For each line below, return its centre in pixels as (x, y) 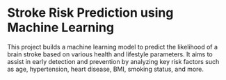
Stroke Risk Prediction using (90, 13)
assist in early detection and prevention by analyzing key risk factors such (113, 61)
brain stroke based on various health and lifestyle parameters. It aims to (110, 54)
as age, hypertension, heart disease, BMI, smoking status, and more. (105, 69)
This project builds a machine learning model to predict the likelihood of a (112, 47)
